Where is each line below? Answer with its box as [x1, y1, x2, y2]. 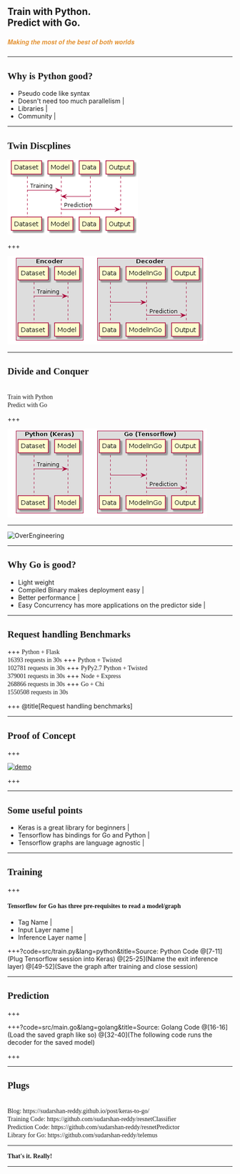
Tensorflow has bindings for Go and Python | [17, 831, 150, 840]
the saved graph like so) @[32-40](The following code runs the [26, 1030, 213, 1039]
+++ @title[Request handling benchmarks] [7, 702, 133, 710]
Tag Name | [17, 918, 52, 927]
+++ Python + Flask [7, 647, 60, 656]
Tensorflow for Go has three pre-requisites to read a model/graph [7, 902, 181, 910]
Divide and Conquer [7, 366, 89, 377]
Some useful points [7, 804, 84, 816]
